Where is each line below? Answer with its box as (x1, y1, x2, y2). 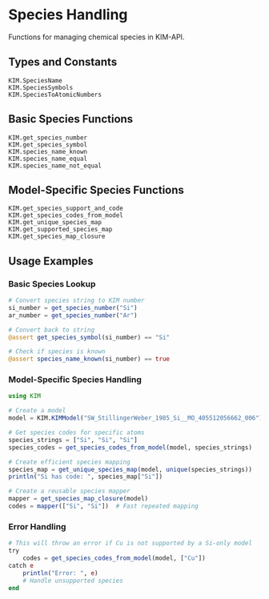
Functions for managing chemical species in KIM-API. (8, 32, 185, 42)
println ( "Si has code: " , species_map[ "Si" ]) (8, 472, 163, 481)
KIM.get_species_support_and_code (8, 204, 124, 213)
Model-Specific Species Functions (8, 183, 184, 197)
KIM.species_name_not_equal (8, 162, 102, 170)
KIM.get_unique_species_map (8, 219, 102, 227)
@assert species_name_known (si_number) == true (8, 355, 171, 364)
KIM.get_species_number (8, 134, 88, 142)
